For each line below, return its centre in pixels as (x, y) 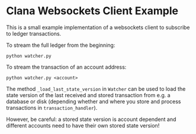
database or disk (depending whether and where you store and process (94, 101)
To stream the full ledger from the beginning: (61, 45)
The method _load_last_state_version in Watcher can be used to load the (96, 89)
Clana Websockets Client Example (92, 11)
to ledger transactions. (34, 33)
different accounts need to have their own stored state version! (83, 125)
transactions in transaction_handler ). (52, 107)
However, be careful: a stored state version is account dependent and (91, 119)
